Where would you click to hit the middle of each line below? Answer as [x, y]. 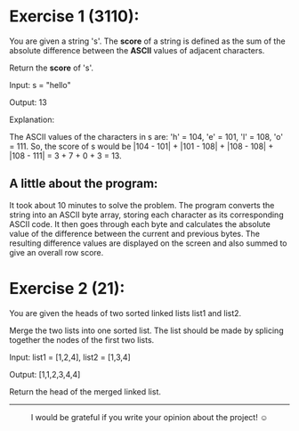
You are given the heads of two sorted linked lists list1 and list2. [125, 313]
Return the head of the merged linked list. [85, 391]
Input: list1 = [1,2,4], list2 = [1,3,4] [70, 357]
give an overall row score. [57, 252]
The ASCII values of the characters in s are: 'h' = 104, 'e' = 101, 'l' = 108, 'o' [146, 136]
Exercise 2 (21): [67, 288]
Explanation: [32, 119]
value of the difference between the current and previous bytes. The [135, 233]
